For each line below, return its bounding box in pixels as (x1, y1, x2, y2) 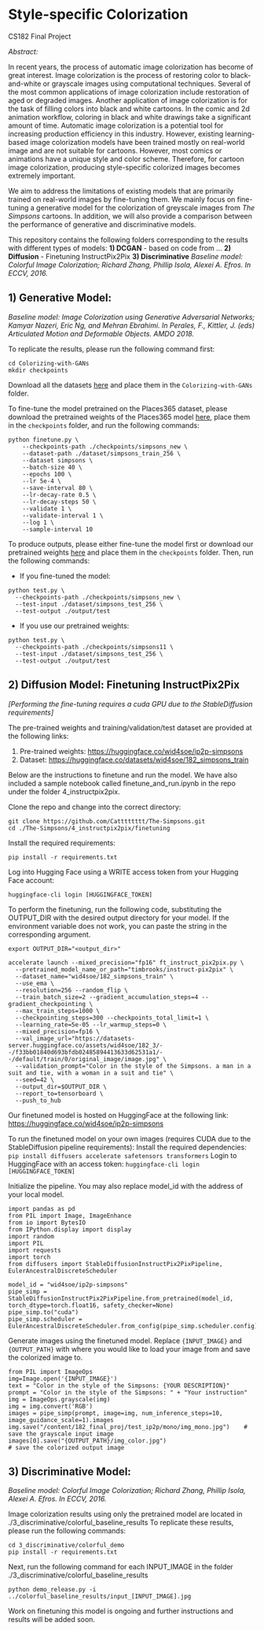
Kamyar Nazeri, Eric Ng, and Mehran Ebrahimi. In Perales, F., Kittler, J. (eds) (8, 321, 255, 330)
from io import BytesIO (8, 1219, 86, 1227)
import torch (8, 1253, 51, 1261)
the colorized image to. (8, 1353, 83, 1362)
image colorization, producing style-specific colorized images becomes (8, 162, 241, 172)
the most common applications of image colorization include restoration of (8, 87, 250, 96)
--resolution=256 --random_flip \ (15, 986, 128, 994)
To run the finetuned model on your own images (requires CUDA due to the (8, 1134, 251, 1143)
